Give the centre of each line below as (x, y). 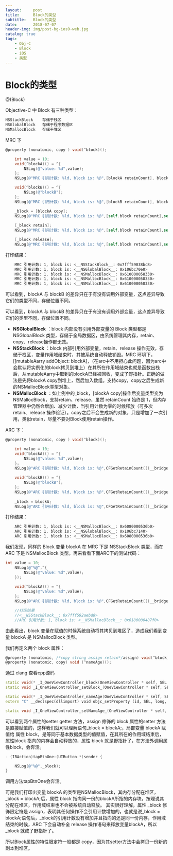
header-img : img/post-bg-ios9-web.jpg (47, 29)
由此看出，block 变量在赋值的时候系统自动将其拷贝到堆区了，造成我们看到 (84, 631)
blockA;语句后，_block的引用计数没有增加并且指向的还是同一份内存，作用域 (86, 818)
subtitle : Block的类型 (31, 20)
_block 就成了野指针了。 (31, 831)
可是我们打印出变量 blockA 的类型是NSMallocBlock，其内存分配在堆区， (82, 792)
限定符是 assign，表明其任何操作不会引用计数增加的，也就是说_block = (85, 812)
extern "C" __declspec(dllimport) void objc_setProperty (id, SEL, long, (86, 701)
